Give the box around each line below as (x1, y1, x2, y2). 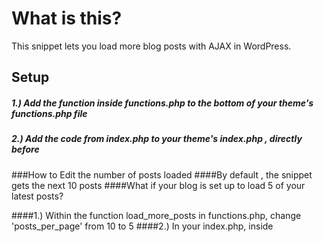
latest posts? (11, 190, 64, 202)
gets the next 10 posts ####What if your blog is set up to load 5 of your (11, 179, 306, 191)
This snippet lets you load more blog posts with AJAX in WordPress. (11, 40, 292, 52)
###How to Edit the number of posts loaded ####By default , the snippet (11, 168, 313, 181)
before (11, 143, 40, 156)
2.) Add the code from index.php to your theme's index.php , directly (11, 133, 303, 145)
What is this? (11, 7, 123, 30)
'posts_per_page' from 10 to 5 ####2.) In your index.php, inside (11, 220, 274, 232)
